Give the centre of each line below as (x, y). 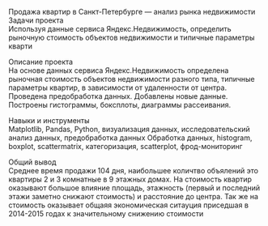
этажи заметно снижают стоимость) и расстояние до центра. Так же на (134, 196)
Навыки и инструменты (49, 120)
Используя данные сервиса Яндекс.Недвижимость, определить (120, 29)
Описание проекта (41, 62)
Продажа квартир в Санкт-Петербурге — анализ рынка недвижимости (132, 12)
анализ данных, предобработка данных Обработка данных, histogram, (130, 138)
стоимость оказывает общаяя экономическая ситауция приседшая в (129, 205)
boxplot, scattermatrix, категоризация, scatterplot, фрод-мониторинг (125, 146)
